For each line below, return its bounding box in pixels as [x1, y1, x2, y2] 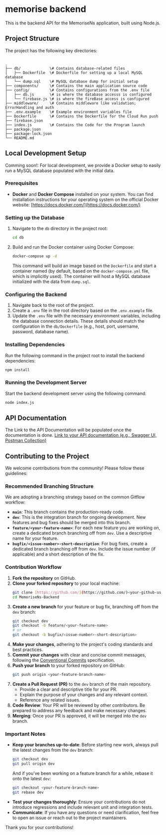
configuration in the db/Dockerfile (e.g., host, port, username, [12, 323, 140, 329]
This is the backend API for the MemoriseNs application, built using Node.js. [5, 20, 161, 26]
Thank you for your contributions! [5, 824, 74, 830]
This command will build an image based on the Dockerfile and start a [12, 263, 157, 269]
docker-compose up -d [12, 254, 57, 259]
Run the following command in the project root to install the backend [5, 352, 145, 359]
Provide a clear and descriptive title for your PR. [19, 686, 117, 692]
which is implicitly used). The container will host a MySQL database [12, 273, 151, 279]
